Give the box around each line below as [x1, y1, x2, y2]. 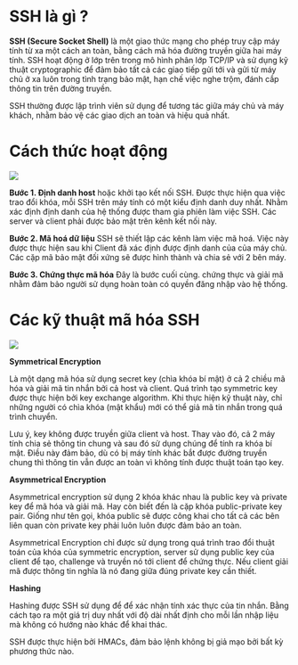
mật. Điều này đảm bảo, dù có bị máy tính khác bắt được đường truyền [9, 447, 268, 458]
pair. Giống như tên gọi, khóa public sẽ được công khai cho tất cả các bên [9, 510, 280, 521]
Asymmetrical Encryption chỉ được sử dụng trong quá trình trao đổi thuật [9, 537, 276, 547]
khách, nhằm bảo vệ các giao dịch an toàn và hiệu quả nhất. [9, 110, 230, 120]
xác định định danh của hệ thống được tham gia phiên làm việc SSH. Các [9, 206, 278, 217]
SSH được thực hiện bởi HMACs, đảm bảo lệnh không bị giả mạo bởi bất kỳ [9, 636, 284, 647]
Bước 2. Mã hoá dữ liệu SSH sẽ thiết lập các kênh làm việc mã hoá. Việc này [9, 233, 289, 243]
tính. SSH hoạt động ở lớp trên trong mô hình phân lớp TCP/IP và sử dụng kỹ [9, 54, 289, 65]
